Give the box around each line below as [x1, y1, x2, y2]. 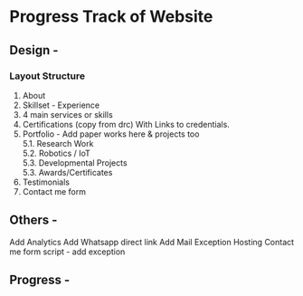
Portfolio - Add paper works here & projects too [22, 129, 200, 139]
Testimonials [22, 177, 71, 187]
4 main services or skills [22, 109, 113, 119]
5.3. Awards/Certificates [22, 167, 113, 177]
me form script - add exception [9, 246, 126, 257]
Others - [9, 213, 58, 228]
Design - [9, 43, 59, 58]
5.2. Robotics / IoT [22, 148, 90, 158]
